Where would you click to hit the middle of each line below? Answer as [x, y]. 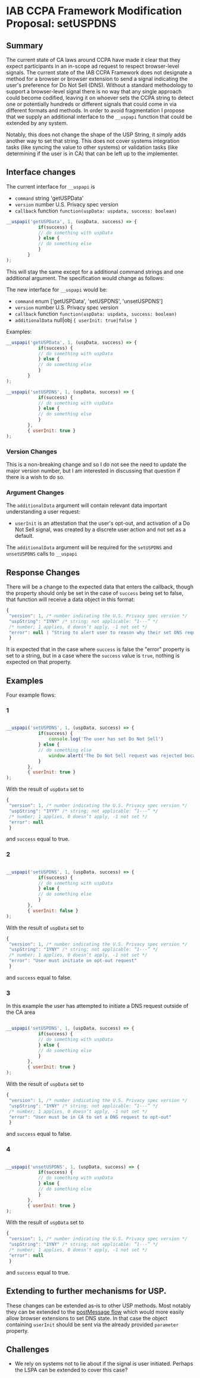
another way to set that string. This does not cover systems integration [93, 141]
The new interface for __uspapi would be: [57, 289]
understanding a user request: [43, 512]
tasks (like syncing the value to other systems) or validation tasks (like [92, 147]
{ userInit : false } [53, 911]
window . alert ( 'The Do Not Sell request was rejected [115, 756]
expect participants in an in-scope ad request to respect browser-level [93, 66]
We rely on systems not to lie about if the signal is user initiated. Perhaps [104, 1364]
